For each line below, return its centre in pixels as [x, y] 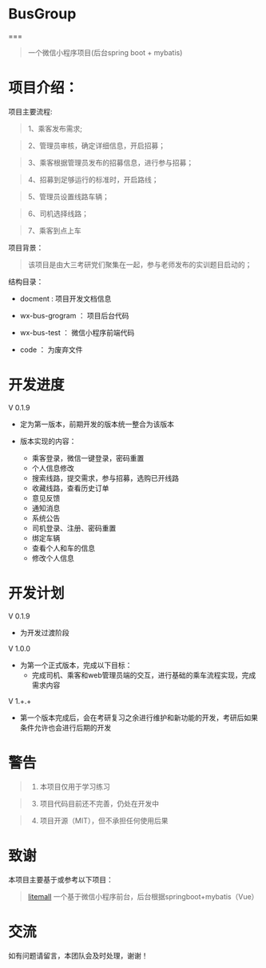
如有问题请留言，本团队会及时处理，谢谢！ [78, 955]
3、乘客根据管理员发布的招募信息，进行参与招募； [111, 162]
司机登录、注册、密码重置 [74, 528]
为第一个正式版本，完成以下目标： [76, 665]
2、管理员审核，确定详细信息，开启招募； [97, 146]
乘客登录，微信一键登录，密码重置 [88, 458]
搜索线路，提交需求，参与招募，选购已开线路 [105, 478]
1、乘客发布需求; [55, 128]
